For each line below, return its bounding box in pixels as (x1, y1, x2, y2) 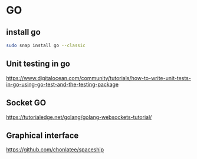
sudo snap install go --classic (6, 42, 86, 48)
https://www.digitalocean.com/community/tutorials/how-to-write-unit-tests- (6, 74, 192, 81)
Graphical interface (6, 130, 79, 140)
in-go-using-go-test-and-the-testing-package (6, 81, 119, 88)
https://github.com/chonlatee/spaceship (6, 146, 104, 153)
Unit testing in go (6, 59, 71, 69)
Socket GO (6, 98, 46, 108)
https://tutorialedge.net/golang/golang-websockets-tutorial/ (6, 113, 152, 121)
